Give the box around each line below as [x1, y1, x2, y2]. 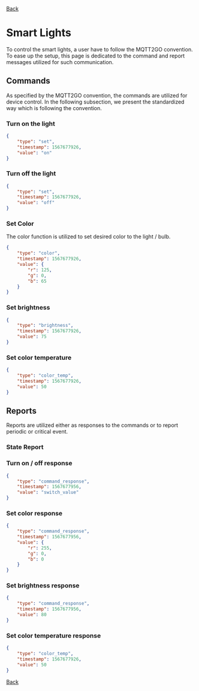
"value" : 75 [17, 334, 47, 340]
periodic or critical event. [6, 428, 68, 435]
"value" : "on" [17, 150, 52, 156]
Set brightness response [6, 581, 80, 590]
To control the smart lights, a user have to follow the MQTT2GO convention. [6, 46, 193, 53]
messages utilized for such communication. [6, 58, 114, 65]
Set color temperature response [6, 631, 101, 640]
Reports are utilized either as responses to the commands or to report [6, 422, 179, 429]
